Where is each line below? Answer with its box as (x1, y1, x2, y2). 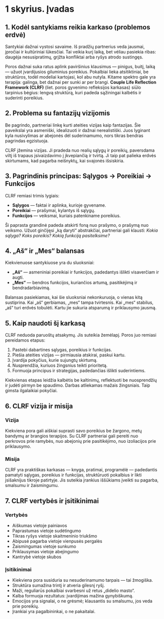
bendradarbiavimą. (12, 285, 50, 291)
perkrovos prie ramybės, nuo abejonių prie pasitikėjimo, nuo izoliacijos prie (5, 438, 156, 444)
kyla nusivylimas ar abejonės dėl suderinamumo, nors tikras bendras (5, 133, 143, 138)
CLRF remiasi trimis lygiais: (5, 192, 60, 198)
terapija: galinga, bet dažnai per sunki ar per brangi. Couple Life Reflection (5, 80, 157, 85)
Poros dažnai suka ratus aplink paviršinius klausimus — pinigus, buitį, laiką (5, 64, 156, 69)
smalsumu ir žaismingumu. (5, 483, 59, 488)
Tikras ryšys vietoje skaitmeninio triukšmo (12, 533, 97, 538)
